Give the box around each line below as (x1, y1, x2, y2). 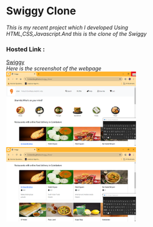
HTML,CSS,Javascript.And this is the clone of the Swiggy (6, 30, 147, 37)
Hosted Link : (6, 45, 45, 53)
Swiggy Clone (6, 4, 76, 18)
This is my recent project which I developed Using (6, 24, 129, 31)
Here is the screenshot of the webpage (6, 65, 102, 72)
